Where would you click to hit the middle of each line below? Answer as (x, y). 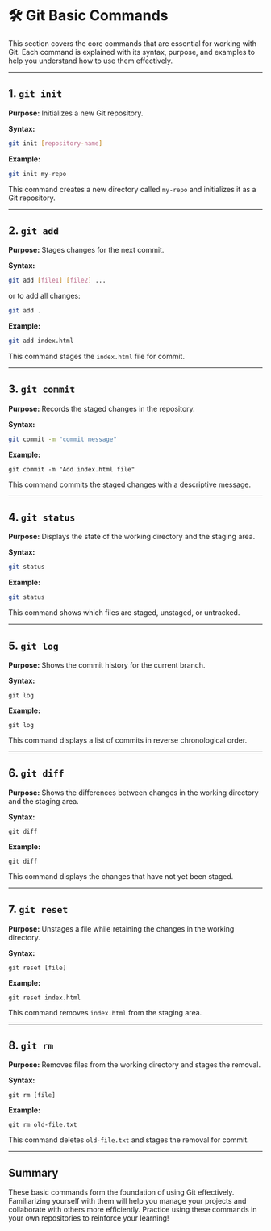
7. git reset (38, 909)
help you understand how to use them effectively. (91, 61)
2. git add (33, 230)
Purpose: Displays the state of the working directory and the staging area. (132, 537)
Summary (33, 1172)
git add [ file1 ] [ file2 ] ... (57, 281)
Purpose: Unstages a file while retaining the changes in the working (121, 928)
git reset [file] (38, 968)
